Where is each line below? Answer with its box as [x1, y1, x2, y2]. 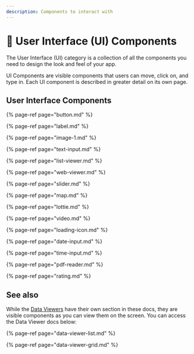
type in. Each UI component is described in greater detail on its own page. [6, 78, 188, 85]
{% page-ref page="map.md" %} [6, 192, 88, 199]
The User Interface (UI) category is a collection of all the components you [6, 54, 187, 61]
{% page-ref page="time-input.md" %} [6, 249, 102, 256]
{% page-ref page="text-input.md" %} [6, 146, 101, 153]
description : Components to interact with [6, 8, 113, 15]
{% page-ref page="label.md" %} [6, 123, 89, 130]
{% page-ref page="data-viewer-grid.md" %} [6, 342, 118, 349]
